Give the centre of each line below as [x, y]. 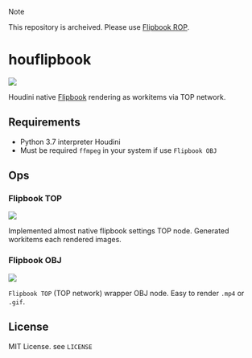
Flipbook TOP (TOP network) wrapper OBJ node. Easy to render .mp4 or [126, 293]
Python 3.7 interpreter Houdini [70, 142]
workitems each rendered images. [65, 240]
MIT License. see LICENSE [50, 346]
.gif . [17, 302]
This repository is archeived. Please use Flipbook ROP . [99, 27]
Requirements [44, 123]
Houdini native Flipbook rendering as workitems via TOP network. [117, 97]
